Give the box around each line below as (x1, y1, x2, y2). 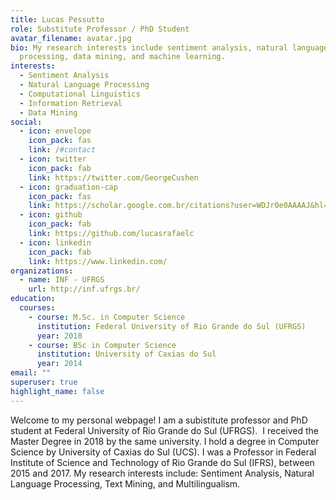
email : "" (10, 368, 52, 378)
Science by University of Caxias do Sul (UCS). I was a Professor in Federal (10, 446, 317, 458)
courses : (19, 303, 56, 313)
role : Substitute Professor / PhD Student (10, 24, 190, 34)
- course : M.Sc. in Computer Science (28, 312, 186, 322)
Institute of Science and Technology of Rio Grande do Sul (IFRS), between (10, 456, 315, 468)
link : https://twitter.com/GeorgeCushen (28, 172, 199, 183)
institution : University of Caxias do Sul (36, 349, 217, 360)
